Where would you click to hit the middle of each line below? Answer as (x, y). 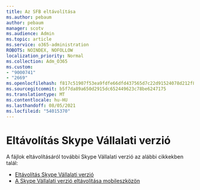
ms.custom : (20, 67)
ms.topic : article (29, 39)
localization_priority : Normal (45, 56)
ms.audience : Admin (30, 34)
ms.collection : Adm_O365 (37, 61)
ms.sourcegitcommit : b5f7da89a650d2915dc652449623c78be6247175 (86, 89)
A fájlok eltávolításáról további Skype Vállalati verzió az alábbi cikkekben (95, 157)
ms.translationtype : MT (36, 94)
